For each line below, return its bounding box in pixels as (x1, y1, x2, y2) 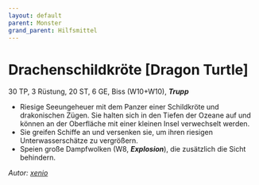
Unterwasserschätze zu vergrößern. (19, 136, 139, 145)
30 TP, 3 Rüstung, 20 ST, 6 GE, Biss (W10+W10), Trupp (8, 87, 189, 96)
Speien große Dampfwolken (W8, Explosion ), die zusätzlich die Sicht (19, 145, 246, 154)
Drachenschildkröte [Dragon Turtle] (8, 60, 249, 79)
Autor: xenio (8, 168, 48, 178)
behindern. (19, 152, 56, 163)
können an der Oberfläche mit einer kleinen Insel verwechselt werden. (19, 119, 250, 129)
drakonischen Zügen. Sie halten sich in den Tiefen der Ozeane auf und (19, 110, 252, 120)
